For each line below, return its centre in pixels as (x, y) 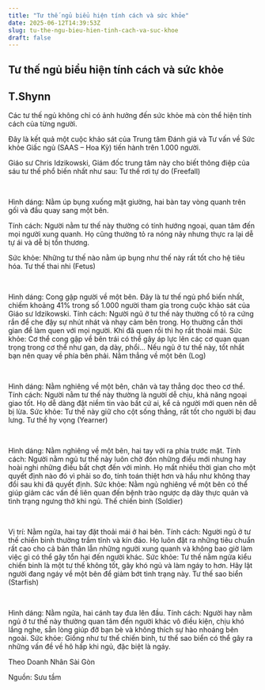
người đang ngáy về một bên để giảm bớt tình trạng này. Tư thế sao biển (125, 574)
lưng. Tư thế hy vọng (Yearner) (58, 420)
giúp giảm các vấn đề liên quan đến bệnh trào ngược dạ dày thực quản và (129, 493)
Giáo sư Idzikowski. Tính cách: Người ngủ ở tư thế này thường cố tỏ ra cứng (131, 314)
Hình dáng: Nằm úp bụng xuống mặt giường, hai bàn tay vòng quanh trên (127, 202)
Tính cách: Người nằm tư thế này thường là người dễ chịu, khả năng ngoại (128, 395)
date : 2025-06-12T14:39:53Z (55, 23)
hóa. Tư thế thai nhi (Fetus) (52, 267)
